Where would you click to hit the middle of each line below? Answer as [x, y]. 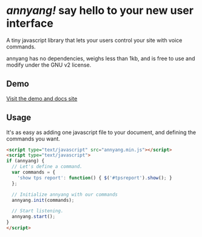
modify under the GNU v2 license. [49, 65]
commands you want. [33, 139]
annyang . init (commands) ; [43, 200]
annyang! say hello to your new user [100, 11]
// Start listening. [38, 211]
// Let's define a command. [47, 167]
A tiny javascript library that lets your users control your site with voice [94, 40]
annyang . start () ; [34, 217]
